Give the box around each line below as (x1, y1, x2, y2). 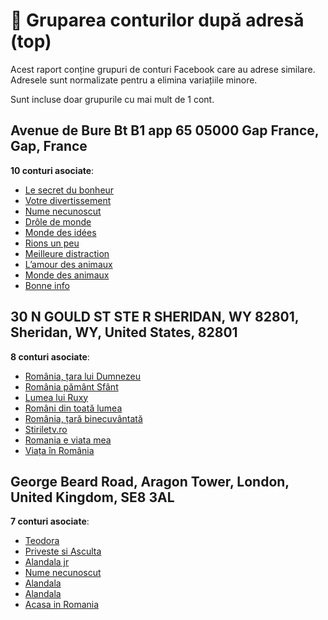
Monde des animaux (24, 269, 110, 281)
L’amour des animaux (24, 258, 113, 270)
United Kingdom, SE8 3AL (10, 489, 175, 506)
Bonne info (24, 279, 70, 291)
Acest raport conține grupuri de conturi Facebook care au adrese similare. (10, 63, 316, 75)
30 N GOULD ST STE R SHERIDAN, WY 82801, (10, 309, 300, 326)
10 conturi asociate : (10, 164, 95, 176)
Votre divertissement (24, 194, 112, 206)
